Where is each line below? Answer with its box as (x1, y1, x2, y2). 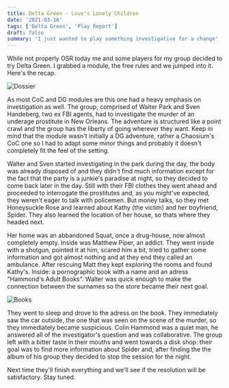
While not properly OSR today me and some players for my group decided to (7, 54, 223, 62)
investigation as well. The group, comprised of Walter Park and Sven (7, 103, 200, 111)
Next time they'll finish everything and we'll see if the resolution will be (7, 366, 206, 374)
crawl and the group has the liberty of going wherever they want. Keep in (7, 125, 213, 133)
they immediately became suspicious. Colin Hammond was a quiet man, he (7, 324, 219, 332)
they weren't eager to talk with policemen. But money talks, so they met (7, 196, 209, 204)
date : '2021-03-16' (7, 16, 63, 23)
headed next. (7, 218, 44, 226)
